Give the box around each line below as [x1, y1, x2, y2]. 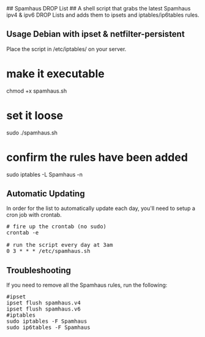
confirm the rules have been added [6, 150, 188, 164]
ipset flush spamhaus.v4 [6, 300, 81, 306]
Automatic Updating [6, 188, 85, 199]
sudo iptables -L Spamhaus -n [6, 171, 83, 178]
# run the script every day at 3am [6, 241, 113, 249]
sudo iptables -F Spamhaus [6, 318, 88, 325]
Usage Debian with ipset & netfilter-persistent [6, 29, 185, 39]
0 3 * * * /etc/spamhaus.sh [6, 247, 91, 255]
